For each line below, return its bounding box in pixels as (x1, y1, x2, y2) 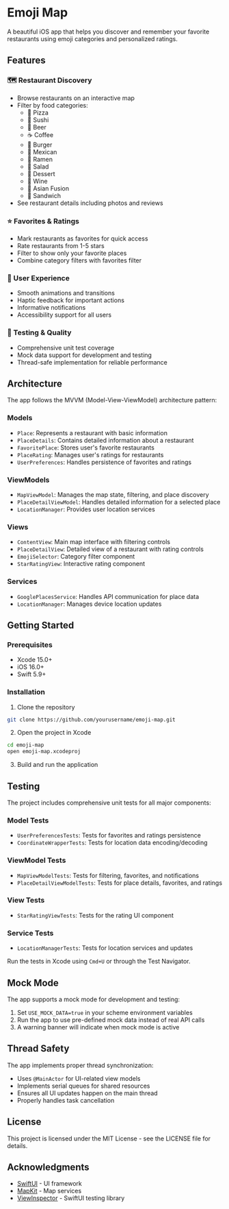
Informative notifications (16, 304, 86, 312)
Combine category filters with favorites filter (16, 256, 142, 265)
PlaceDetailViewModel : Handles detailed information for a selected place (16, 498, 221, 506)
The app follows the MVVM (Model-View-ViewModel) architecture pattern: (7, 396, 217, 404)
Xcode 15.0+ (16, 656, 53, 664)
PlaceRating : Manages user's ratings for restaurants (16, 450, 164, 459)
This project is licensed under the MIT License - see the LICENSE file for (7, 1134, 211, 1143)
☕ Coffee (27, 130, 53, 138)
